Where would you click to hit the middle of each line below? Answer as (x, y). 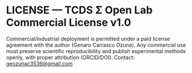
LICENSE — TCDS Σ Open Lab (79, 10)
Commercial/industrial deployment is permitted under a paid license (88, 39)
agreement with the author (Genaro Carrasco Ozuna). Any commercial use (96, 45)
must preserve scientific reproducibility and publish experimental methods (96, 51)
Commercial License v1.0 (69, 22)
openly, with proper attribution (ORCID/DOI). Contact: (70, 57)
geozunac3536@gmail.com (40, 63)
